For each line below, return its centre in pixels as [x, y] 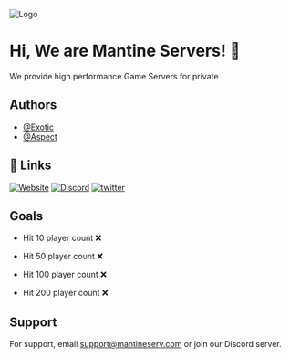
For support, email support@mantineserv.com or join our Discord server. [146, 344]
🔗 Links [31, 166]
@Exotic [38, 127]
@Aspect [40, 136]
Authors [33, 105]
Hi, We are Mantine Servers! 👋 [125, 51]
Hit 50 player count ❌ [62, 257]
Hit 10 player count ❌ [62, 238]
